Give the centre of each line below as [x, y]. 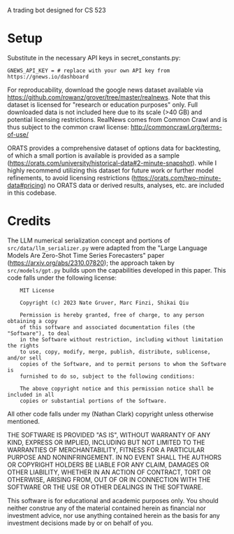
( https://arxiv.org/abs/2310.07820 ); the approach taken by [91, 263]
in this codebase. [32, 193]
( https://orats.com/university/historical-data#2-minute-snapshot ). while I [112, 163]
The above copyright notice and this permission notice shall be [117, 388]
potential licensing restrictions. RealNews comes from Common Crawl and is [117, 119]
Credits [29, 221]
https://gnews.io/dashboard [48, 76]
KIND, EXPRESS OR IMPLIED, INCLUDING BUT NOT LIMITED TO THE [106, 442]
